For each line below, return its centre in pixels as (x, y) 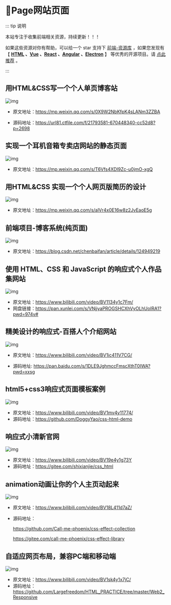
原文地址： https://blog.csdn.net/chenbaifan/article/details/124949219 (87, 251)
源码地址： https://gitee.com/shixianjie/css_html (63, 467)
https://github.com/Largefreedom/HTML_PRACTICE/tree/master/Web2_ (89, 592)
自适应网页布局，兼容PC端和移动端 (61, 556)
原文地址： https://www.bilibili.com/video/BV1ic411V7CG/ (72, 355)
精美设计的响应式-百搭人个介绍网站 (61, 332)
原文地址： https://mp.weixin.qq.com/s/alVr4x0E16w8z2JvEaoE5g (82, 210)
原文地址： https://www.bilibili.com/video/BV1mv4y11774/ (73, 413)
